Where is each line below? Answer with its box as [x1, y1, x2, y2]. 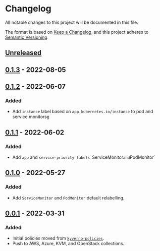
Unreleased [5, 49, 42, 57]
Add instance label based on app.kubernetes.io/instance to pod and [12, 109, 154, 115]
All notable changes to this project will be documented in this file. [5, 19, 139, 25]
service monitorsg [12, 114, 50, 120]
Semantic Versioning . [5, 34, 49, 40]
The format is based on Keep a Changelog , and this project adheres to [5, 29, 149, 35]
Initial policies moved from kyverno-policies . [12, 235, 105, 241]
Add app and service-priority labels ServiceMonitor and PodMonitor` [12, 154, 155, 160]
